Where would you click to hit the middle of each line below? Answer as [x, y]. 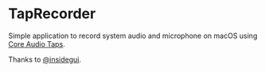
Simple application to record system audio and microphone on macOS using [133, 36]
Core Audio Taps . [37, 44]
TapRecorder [52, 14]
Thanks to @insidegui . [45, 59]
